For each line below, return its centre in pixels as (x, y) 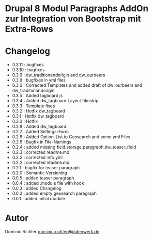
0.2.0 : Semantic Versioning (39, 173)
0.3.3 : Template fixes (33, 106)
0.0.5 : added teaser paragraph (43, 178)
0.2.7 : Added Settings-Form (40, 132)
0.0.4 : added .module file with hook (48, 183)
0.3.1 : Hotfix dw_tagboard (38, 116)
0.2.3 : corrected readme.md (41, 152)
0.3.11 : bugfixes (28, 65)
